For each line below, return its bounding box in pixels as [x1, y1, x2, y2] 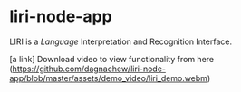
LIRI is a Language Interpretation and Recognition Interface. [9, 36, 233, 47]
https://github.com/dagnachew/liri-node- [12, 63, 166, 74]
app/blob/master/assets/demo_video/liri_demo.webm [9, 72, 208, 83]
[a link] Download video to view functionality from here [9, 53, 215, 64]
